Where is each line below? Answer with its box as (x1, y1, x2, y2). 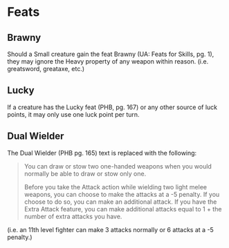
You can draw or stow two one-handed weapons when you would (24, 162, 212, 170)
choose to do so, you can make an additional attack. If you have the (24, 198, 217, 206)
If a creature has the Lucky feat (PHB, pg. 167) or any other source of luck (7, 103, 218, 111)
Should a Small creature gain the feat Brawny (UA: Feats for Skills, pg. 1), (7, 50, 214, 58)
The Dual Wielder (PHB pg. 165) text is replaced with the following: (7, 149, 197, 157)
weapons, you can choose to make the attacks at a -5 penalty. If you (24, 190, 220, 198)
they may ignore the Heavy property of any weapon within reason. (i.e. (7, 57, 209, 66)
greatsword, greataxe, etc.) (7, 65, 85, 73)
